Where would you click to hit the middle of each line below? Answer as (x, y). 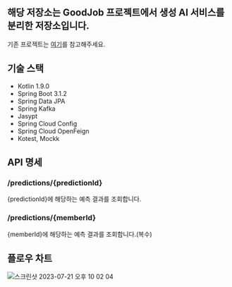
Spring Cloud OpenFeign (53, 131)
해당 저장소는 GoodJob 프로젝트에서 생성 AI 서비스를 (116, 13)
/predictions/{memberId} (52, 218)
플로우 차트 (30, 258)
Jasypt (28, 116)
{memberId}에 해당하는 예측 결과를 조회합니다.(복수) (80, 234)
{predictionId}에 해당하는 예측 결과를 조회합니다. (74, 199)
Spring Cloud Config (47, 123)
